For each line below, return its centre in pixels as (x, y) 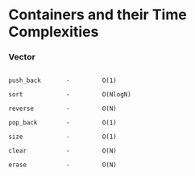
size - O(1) (62, 137)
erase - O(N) (62, 165)
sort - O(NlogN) (70, 95)
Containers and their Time (97, 15)
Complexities (54, 32)
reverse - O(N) (62, 109)
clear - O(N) (62, 151)
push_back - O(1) (62, 81)
